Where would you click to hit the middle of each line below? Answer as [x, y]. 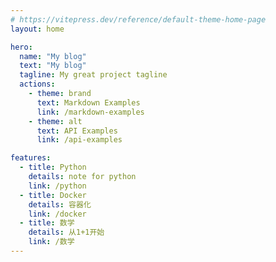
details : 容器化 [60, 204]
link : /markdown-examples [90, 112]
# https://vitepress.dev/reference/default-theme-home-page [138, 19]
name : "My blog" [53, 56]
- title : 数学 [47, 223]
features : [31, 158]
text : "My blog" [53, 66]
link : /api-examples [79, 140]
